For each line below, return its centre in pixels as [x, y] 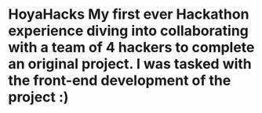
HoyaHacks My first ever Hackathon [129, 14]
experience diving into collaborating [129, 31]
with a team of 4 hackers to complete [131, 48]
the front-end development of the [120, 81]
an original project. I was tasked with [130, 64]
